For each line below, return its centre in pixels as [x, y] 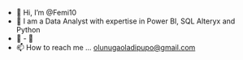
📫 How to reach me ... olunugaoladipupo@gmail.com [106, 47]
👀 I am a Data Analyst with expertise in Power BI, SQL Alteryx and [126, 21]
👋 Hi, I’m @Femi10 [46, 13]
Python [28, 30]
